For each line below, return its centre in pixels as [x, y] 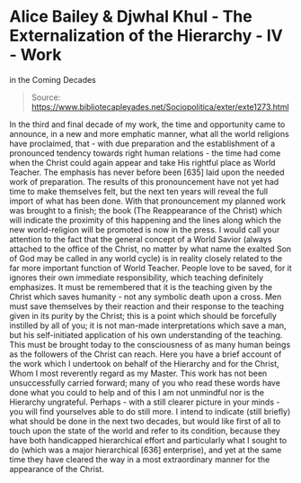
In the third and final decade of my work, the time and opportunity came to [147, 124]
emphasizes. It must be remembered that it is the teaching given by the [141, 287]
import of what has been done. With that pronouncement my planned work [147, 201]
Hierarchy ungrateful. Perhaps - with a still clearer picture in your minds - [145, 402]
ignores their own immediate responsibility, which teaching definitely [136, 278]
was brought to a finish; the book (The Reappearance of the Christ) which [146, 210]
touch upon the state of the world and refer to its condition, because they [145, 431]
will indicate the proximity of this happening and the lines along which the [145, 220]
